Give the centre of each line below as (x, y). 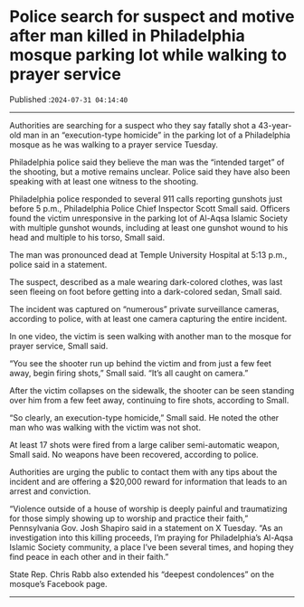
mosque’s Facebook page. (58, 583)
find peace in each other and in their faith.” (89, 556)
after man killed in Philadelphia (128, 36)
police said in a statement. (58, 264)
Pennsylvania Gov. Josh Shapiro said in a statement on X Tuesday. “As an (146, 527)
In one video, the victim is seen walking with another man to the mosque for (151, 336)
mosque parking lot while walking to (148, 55)
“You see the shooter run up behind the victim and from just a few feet (140, 363)
